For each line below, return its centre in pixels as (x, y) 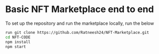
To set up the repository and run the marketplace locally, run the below (80, 23)
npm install (18, 42)
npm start (16, 46)
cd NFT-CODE (18, 37)
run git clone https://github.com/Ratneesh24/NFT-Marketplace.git (77, 32)
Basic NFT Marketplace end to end (80, 9)
